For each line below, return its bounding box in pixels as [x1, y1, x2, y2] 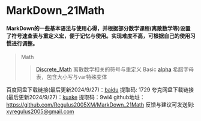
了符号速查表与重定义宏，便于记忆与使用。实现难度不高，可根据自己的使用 [6, 32, 190, 39]
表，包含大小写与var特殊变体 [35, 73, 107, 81]
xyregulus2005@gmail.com [6, 108, 74, 115]
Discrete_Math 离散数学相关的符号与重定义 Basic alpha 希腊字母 [35, 66, 194, 73]
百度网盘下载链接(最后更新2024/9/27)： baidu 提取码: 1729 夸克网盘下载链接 [6, 86, 194, 93]
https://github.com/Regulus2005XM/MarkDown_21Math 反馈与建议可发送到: [6, 101, 195, 108]
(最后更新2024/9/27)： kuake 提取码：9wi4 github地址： [6, 94, 145, 101]
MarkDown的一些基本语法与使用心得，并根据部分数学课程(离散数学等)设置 [6, 25, 191, 32]
